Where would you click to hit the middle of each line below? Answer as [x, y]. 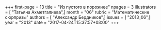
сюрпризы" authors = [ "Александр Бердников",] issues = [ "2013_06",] [78, 17]
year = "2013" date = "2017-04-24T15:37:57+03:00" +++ [62, 22]
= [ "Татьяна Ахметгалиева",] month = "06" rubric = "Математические [77, 12]
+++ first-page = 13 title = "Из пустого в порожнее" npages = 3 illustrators [80, 7]
